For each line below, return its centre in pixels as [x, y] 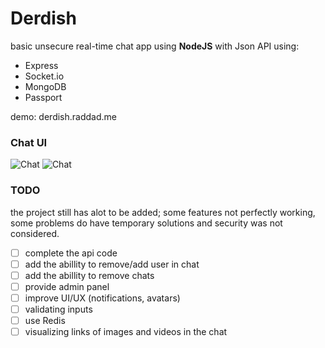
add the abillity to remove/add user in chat [112, 264]
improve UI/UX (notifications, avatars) [102, 298]
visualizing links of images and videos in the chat [126, 331]
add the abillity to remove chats [89, 275]
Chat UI [29, 142]
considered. [35, 233]
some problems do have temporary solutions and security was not [146, 223]
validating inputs [58, 309]
